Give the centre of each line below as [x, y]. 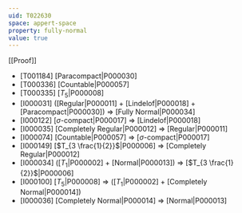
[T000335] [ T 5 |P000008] [62, 94]
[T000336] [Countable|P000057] [75, 85]
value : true [28, 38]
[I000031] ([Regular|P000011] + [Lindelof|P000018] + [107, 104]
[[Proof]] [23, 61]
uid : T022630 [30, 16]
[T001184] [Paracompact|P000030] [78, 76]
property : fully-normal [48, 30]
